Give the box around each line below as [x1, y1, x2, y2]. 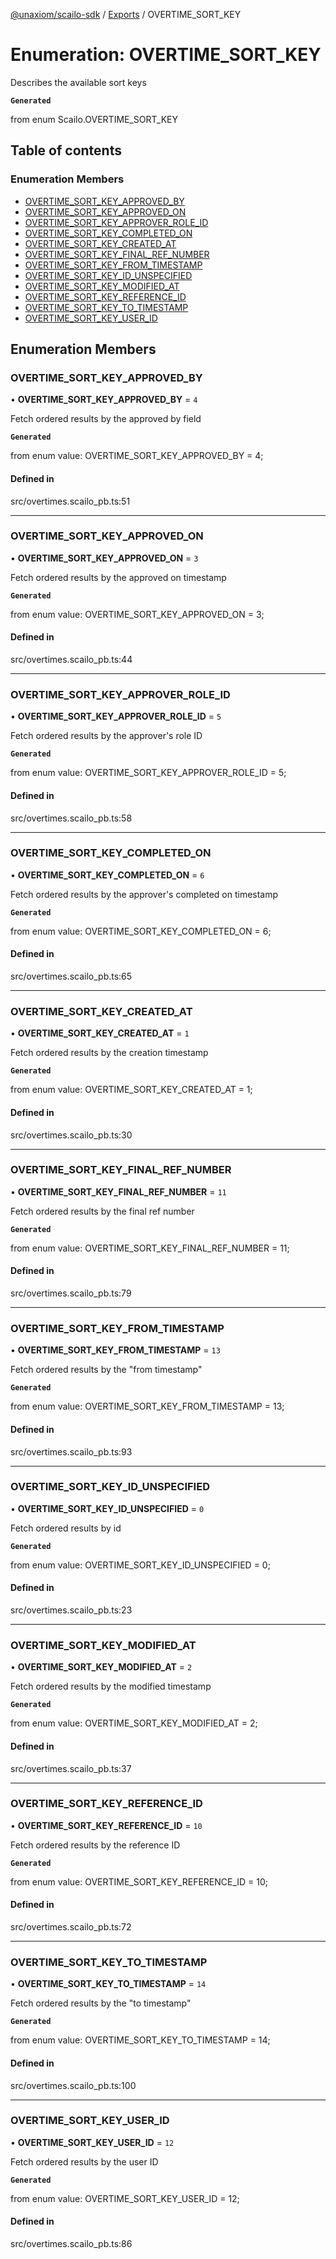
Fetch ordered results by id [10, 1522, 122, 1534]
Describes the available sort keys [10, 76, 147, 88]
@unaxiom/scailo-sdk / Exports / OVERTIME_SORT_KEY [10, 9, 242, 20]
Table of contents [10, 142, 122, 159]
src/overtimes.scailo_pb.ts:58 [10, 812, 133, 824]
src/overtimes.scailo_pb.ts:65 [10, 970, 133, 983]
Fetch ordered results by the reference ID [10, 1839, 181, 1851]
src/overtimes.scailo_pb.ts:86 [10, 2238, 133, 2250]
